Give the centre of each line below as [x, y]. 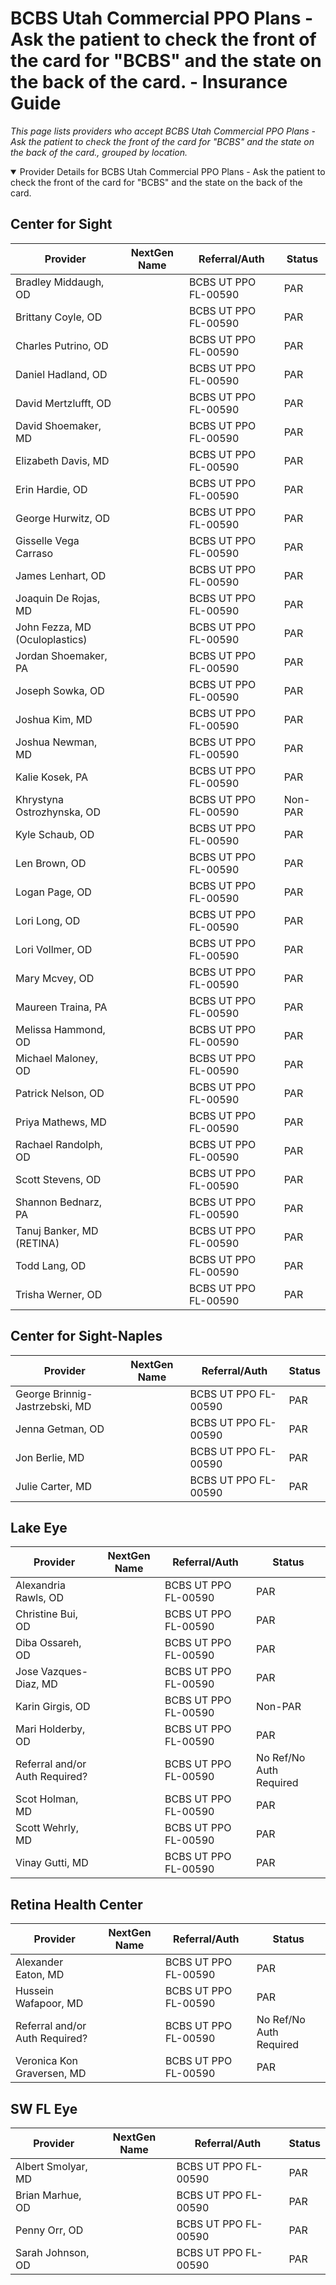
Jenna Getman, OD [60, 1429]
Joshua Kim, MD [54, 719]
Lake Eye [39, 1527]
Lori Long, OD [48, 920]
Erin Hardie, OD [51, 489]
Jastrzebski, [44, 1406]
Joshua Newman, [56, 742]
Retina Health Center [76, 1904]
